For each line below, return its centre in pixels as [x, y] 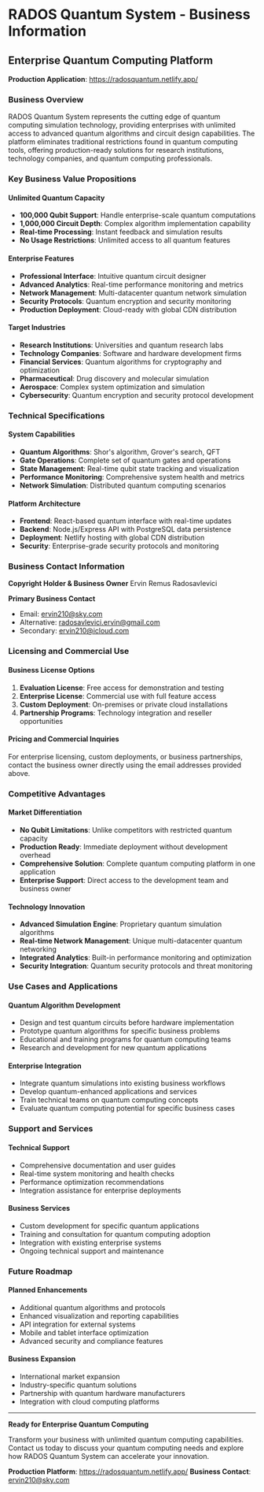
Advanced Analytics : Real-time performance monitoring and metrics [131, 284]
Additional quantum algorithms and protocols [92, 1307]
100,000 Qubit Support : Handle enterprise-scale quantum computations [137, 215]
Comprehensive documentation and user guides [97, 1165]
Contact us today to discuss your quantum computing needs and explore [126, 1448]
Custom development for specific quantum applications [109, 1226]
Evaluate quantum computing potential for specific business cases [127, 1108]
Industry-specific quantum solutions [78, 1385]
